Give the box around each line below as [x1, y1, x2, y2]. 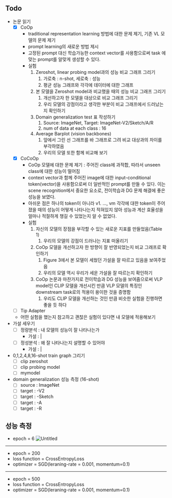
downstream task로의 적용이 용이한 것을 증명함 [35, 289, 131, 295]
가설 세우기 [12, 321, 35, 326]
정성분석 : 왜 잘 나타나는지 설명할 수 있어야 [20, 340, 105, 346]
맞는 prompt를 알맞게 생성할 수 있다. [28, 56, 101, 62]
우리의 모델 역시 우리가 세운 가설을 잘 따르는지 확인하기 [43, 269, 153, 276]
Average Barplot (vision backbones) [35, 130, 112, 136]
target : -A [20, 400, 42, 406]
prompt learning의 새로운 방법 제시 [28, 43, 99, 49]
